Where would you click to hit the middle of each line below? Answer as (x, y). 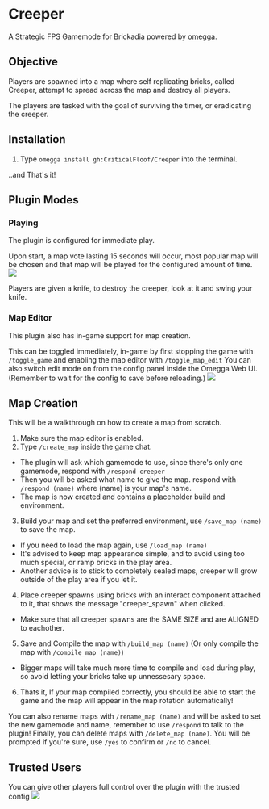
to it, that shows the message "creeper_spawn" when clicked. (122, 604)
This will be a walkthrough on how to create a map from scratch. (115, 423)
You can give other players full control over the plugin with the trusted (124, 787)
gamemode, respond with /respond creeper (92, 471)
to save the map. (48, 530)
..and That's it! (32, 174)
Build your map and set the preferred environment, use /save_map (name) (141, 521)
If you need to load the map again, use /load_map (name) (114, 545)
